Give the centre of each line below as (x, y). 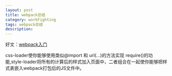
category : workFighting (31, 20)
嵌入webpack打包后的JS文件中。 (49, 68)
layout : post (19, 10)
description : (19, 29)
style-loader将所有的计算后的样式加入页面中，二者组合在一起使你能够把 (87, 62)
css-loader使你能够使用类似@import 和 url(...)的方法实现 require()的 (77, 55)
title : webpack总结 (25, 15)
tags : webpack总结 (24, 24)
